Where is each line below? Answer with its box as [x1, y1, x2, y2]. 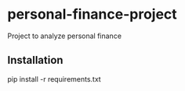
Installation [7, 54, 63, 67]
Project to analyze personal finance [7, 31, 122, 40]
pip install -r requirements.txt [7, 74, 101, 83]
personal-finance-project [7, 5, 177, 23]
